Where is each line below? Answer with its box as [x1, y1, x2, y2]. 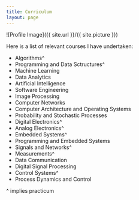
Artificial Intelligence [14, 79, 66, 87]
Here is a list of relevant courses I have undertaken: [6, 43, 134, 50]
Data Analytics [14, 73, 51, 80]
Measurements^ [14, 150, 55, 157]
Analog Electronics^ [14, 124, 64, 132]
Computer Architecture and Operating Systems [14, 105, 131, 112]
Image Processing [14, 92, 60, 100]
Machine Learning [14, 67, 60, 74]
